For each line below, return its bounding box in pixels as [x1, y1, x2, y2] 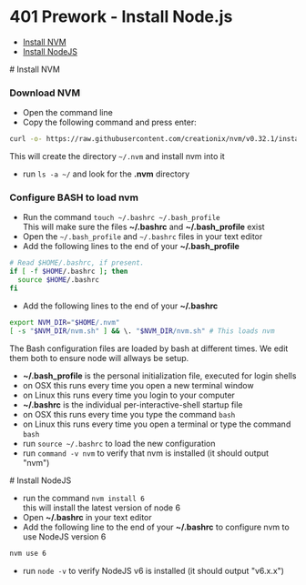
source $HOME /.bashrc [17, 276, 100, 285]
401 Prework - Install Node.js [9, 6, 233, 27]
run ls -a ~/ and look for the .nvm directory [22, 168, 190, 179]
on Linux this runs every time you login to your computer [22, 389, 235, 400]
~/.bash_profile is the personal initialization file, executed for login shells [22, 370, 297, 381]
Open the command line [22, 107, 114, 118]
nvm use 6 [9, 549, 47, 558]
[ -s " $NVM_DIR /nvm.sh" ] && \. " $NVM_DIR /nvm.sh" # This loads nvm [9, 326, 275, 336]
